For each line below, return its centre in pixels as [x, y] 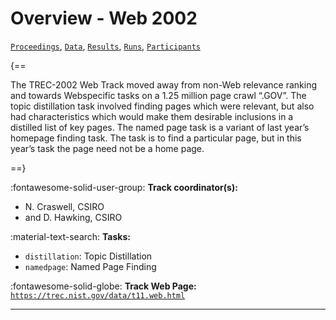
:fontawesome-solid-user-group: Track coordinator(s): [124, 187]
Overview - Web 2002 [104, 18]
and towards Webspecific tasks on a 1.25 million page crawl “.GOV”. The [158, 95]
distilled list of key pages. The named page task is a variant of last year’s [160, 127]
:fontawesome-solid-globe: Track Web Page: [103, 286]
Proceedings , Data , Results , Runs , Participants [105, 46]
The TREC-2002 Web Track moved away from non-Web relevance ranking [164, 84]
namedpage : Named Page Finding [90, 266]
